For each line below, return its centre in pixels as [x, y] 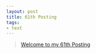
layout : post [22, 11]
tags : [13, 22]
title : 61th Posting [32, 17]
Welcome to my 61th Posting [55, 45]
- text [14, 28]
